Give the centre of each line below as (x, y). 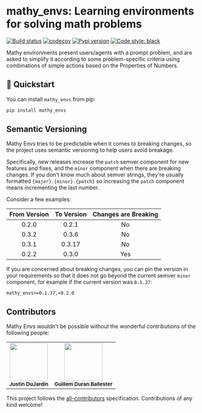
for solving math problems (74, 24)
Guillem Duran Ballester (83, 384)
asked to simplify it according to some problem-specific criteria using (93, 59)
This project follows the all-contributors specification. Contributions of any (99, 398)
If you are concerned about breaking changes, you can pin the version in (97, 269)
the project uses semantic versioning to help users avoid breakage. (90, 150)
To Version (71, 215)
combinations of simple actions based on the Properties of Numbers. (93, 65)
